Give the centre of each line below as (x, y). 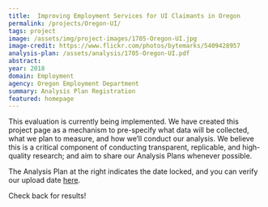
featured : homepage (41, 99)
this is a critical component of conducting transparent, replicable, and (125, 147)
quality (20, 156)
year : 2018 (27, 69)
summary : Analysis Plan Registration (72, 91)
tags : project (32, 31)
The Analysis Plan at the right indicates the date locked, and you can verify (133, 171)
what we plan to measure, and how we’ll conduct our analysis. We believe (132, 139)
